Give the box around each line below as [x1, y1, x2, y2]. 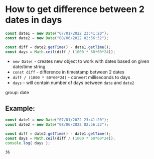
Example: [5, 104, 35, 113]
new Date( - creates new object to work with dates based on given [12, 58, 149, 64]
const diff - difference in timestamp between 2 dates [12, 69, 124, 75]
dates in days [5, 14, 62, 26]
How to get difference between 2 [5, 4, 144, 15]
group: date [5, 90, 29, 96]
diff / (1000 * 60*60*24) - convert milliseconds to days [12, 74, 130, 81]
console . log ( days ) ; [5, 140, 51, 145]
